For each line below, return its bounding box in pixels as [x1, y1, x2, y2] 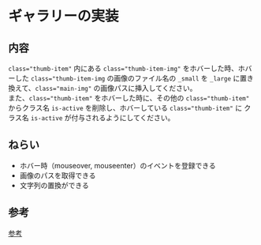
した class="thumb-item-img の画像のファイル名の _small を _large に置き [14, 73, 254, 83]
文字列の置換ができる [19, 180, 89, 190]
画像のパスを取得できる [19, 171, 96, 180]
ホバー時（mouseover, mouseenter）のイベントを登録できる [19, 160, 217, 170]
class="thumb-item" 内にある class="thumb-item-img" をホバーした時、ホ [8, 64, 246, 73]
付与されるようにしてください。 [71, 113, 175, 122]
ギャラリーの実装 [8, 7, 120, 25]
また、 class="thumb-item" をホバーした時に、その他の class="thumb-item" [8, 93, 250, 103]
